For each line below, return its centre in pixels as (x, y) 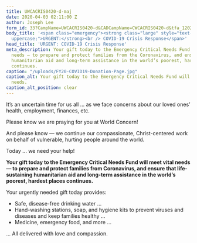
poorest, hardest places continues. (50, 181)
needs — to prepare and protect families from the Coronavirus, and (97, 55)
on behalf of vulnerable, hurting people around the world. (75, 139)
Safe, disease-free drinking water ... (58, 203)
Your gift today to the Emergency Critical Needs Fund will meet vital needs (98, 162)
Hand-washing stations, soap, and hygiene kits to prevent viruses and (99, 210)
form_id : (17, 28)
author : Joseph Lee (30, 22)
